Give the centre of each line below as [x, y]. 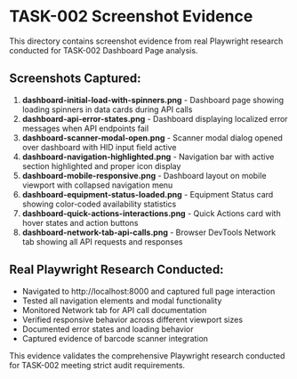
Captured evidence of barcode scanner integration [115, 338]
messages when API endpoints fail [85, 128]
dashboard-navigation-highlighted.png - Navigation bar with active [148, 157]
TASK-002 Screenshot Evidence [131, 16]
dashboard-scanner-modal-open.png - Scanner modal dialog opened [152, 137]
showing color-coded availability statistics [99, 204]
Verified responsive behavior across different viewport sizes [132, 319]
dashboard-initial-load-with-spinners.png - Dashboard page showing [153, 100]
